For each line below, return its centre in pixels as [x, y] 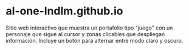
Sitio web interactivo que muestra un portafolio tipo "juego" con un [89, 28]
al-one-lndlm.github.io [64, 11]
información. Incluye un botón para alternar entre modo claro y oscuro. [94, 40]
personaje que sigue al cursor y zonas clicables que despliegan [85, 34]
